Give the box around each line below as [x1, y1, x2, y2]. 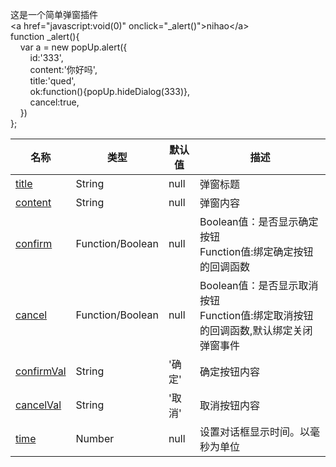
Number [75, 432, 115, 445]
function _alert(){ [10, 31, 80, 42]
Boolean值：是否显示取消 [199, 279, 319, 292]
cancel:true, [29, 96, 80, 108]
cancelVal [15, 398, 62, 412]
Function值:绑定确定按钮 [199, 245, 314, 258]
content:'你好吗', [29, 64, 98, 75]
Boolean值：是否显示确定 [199, 215, 319, 228]
